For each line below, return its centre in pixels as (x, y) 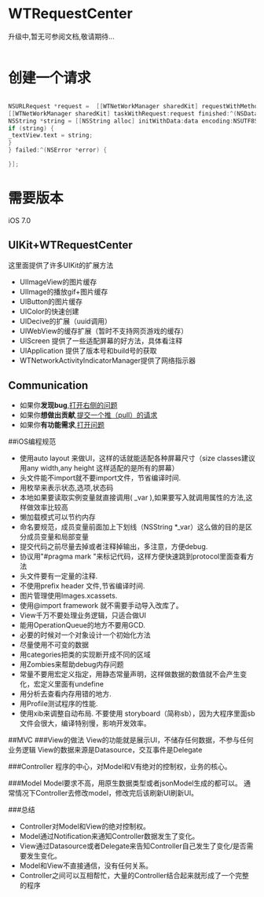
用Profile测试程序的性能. (59, 704)
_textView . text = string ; (50, 135)
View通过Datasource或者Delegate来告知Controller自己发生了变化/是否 (133, 846)
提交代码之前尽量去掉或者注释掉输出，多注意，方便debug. (114, 547)
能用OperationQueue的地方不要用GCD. (82, 625)
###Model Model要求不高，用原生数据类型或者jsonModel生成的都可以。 (125, 783)
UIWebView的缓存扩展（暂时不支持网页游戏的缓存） (104, 331)
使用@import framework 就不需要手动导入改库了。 (101, 606)
